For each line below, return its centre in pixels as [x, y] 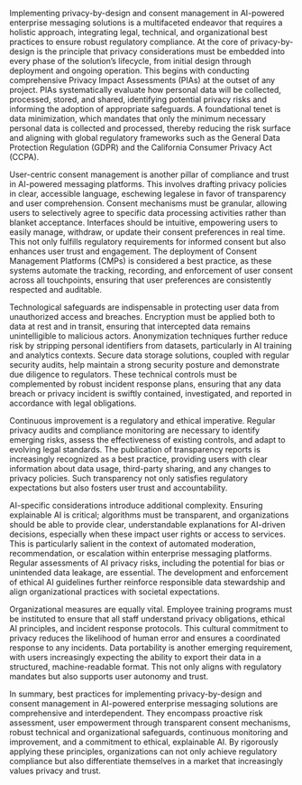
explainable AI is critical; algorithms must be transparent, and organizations [149, 515]
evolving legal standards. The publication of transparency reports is [135, 449]
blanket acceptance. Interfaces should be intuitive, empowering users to [143, 222]
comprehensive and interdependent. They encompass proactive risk [136, 713]
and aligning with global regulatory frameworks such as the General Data [145, 138]
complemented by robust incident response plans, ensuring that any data [145, 384]
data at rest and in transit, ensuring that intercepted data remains [130, 326]
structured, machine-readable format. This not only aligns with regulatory [146, 667]
